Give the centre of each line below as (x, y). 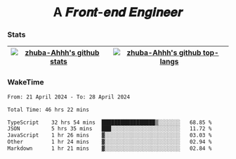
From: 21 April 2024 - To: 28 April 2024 (69, 97)
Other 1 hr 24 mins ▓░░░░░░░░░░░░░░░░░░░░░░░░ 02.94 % (110, 142)
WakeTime (26, 82)
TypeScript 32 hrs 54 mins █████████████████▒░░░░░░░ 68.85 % (110, 122)
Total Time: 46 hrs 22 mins (48, 110)
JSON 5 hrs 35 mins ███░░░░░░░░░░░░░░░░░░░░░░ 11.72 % (110, 129)
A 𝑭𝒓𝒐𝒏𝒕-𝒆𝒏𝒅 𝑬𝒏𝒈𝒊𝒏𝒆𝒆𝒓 (118, 12)
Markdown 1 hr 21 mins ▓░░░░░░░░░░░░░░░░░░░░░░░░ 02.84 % (110, 148)
